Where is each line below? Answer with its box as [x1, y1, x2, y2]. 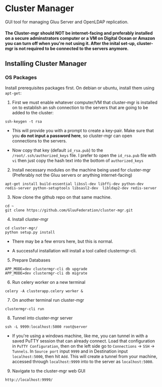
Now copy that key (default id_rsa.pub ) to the [12, 147, 103, 153]
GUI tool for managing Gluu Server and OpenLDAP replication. [5, 19, 129, 25]
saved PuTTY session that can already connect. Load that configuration [12, 338, 155, 344]
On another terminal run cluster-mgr [12, 297, 85, 303]
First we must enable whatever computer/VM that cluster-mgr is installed [12, 100, 158, 106]
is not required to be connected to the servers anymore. [14, 46, 129, 51]
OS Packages [5, 74, 37, 80]
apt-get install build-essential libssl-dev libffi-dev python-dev [5, 182, 144, 186]
